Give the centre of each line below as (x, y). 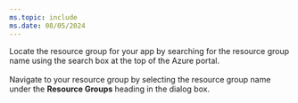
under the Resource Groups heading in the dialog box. (110, 89)
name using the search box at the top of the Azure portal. (115, 60)
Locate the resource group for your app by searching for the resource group (149, 51)
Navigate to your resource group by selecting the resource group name (140, 79)
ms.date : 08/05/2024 (48, 26)
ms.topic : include (43, 17)
